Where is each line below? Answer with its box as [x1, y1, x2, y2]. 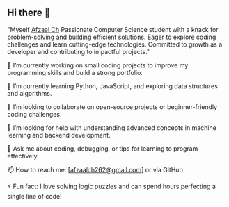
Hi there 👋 [7, 7, 51, 19]
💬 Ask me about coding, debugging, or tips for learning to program [7, 144, 198, 153]
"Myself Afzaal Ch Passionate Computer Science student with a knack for [7, 25, 219, 33]
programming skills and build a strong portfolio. [7, 68, 143, 76]
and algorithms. [7, 89, 52, 97]
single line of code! [7, 192, 62, 200]
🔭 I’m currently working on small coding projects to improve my [7, 60, 189, 69]
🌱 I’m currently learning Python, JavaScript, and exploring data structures [7, 81, 218, 90]
